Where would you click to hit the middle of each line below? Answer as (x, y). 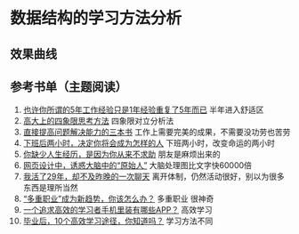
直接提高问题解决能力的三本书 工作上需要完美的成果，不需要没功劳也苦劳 (157, 132)
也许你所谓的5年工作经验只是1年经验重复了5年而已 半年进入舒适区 (144, 110)
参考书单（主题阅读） (69, 87)
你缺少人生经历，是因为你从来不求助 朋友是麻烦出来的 (121, 154)
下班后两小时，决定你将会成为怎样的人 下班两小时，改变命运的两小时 (149, 143)
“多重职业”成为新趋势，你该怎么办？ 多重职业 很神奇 (118, 199)
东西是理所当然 (50, 188)
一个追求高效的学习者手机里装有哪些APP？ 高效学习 (117, 210)
